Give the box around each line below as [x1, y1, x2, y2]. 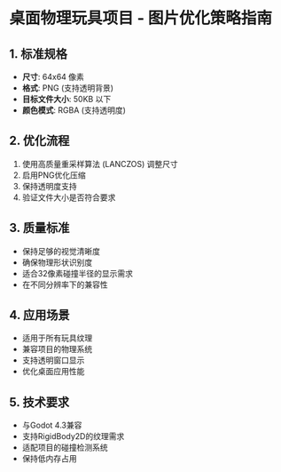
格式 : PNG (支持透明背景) [21, 83, 113, 93]
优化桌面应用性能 [21, 366, 85, 377]
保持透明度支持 [21, 180, 77, 191]
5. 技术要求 [9, 395, 69, 410]
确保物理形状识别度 [21, 257, 93, 268]
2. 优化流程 [9, 133, 70, 148]
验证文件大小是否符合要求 [21, 192, 116, 203]
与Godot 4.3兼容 [21, 420, 82, 431]
